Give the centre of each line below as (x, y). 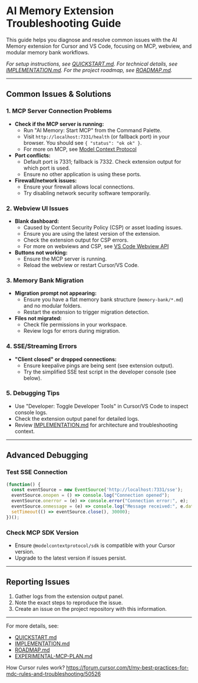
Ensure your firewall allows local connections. (79, 187)
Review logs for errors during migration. (72, 331)
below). (33, 378)
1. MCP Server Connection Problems (59, 111)
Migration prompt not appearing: (56, 293)
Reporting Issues (38, 582)
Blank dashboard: (37, 221)
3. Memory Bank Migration (45, 280)
